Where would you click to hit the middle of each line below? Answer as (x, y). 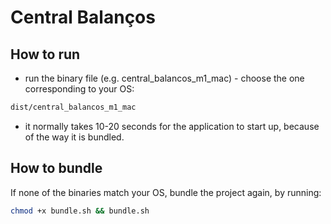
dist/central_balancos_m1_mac (73, 107)
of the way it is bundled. (74, 137)
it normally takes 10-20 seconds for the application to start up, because (172, 126)
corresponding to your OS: (79, 89)
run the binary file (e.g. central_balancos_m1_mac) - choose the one (164, 78)
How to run (45, 54)
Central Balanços (83, 17)
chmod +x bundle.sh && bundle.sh (80, 211)
